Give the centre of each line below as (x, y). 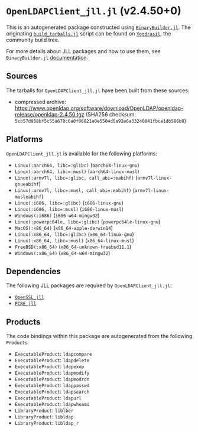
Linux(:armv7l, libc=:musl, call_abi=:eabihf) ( (74, 190)
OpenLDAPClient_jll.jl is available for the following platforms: (82, 153)
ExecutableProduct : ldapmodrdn (52, 379)
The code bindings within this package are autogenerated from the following (99, 336)
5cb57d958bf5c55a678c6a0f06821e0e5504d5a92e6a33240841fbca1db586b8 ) (100, 121)
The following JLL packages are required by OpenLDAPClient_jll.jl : (89, 285)
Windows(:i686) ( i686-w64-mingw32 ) (57, 215)
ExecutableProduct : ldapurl (48, 398)
